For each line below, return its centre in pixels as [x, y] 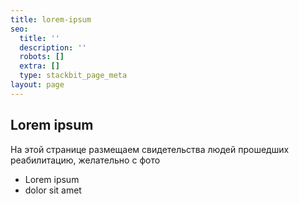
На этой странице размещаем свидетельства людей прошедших [150, 149]
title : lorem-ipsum [51, 19]
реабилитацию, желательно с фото [85, 160]
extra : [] [39, 66]
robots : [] [42, 57]
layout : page [37, 85]
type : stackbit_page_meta [73, 76]
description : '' [53, 47]
